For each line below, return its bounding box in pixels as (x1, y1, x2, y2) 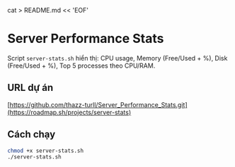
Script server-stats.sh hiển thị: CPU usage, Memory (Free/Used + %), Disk (7, 54, 228, 62)
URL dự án (7, 82, 54, 94)
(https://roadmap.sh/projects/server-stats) (7, 108, 132, 116)
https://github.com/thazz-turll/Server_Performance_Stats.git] (9, 100, 188, 109)
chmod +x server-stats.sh (7, 147, 84, 154)
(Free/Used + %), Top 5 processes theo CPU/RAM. (7, 61, 156, 70)
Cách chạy (7, 128, 56, 140)
